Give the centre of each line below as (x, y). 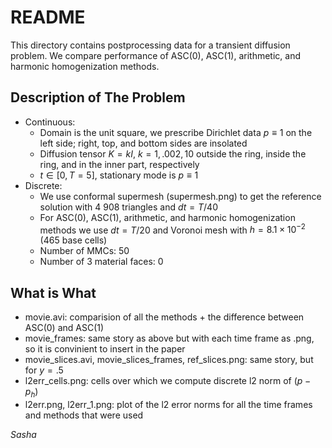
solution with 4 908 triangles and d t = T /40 (128, 207)
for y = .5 (44, 370)
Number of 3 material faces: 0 (101, 262)
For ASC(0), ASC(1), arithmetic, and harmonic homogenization (167, 217)
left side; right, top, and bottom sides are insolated (143, 143)
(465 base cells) (73, 240)
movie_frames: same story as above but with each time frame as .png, (169, 338)
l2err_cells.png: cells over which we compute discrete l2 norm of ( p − (168, 381)
